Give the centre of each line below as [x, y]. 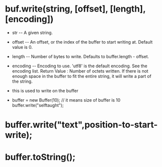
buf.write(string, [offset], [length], [75, 9]
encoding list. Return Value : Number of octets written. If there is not [80, 71]
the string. [22, 81]
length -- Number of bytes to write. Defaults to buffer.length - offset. [81, 56]
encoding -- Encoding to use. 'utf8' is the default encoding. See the [80, 66]
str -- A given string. [32, 32]
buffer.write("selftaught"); [38, 105]
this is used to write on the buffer [45, 91]
